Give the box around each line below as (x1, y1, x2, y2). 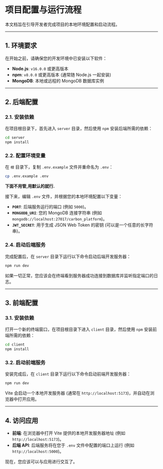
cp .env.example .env (5, 174, 49, 179)
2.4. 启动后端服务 (5, 241, 46, 248)
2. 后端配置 (5, 98, 38, 106)
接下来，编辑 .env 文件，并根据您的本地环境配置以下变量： (5, 194, 123, 200)
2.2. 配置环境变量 (5, 152, 46, 159)
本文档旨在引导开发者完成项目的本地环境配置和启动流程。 (5, 21, 120, 27)
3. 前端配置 (5, 299, 38, 307)
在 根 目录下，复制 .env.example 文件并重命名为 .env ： (5, 164, 114, 170)
